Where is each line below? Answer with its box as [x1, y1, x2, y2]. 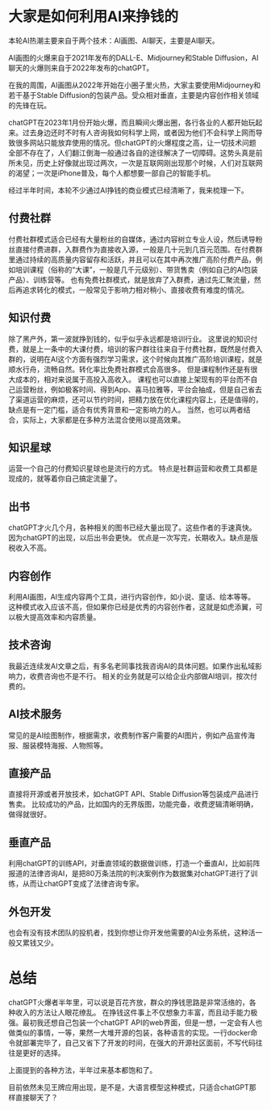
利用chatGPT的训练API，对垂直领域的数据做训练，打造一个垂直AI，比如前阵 [8, 858, 261, 868]
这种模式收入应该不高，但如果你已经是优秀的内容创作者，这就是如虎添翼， [8, 602, 256, 612]
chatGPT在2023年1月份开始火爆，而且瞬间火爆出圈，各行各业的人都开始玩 [8, 117, 256, 127]
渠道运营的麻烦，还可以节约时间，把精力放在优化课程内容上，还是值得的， [15, 394, 263, 405]
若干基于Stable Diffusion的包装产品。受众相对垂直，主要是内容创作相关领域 [8, 90, 260, 100]
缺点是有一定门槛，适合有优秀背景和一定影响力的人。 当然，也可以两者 [8, 405, 244, 414]
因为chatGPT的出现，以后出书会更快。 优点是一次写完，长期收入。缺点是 [8, 533, 252, 543]
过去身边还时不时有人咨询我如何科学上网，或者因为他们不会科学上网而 [22, 127, 256, 138]
